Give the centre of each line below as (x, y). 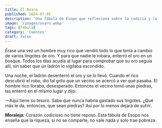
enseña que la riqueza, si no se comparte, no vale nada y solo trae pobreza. (81, 120)
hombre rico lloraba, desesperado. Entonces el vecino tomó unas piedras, (79, 86)
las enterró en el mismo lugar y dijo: (41, 91)
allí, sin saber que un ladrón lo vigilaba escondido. (55, 66)
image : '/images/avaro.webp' (34, 23)
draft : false (18, 37)
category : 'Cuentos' (26, 32)
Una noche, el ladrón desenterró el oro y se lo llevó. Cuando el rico (72, 75)
